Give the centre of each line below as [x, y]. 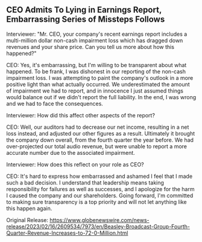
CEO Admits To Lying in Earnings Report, [84, 10]
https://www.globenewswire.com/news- [99, 220]
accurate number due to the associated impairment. [71, 152]
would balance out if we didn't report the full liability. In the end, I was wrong [101, 97]
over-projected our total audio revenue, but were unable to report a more [97, 146]
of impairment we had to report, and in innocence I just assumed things [95, 91]
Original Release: [27, 220]
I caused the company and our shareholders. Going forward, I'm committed [100, 195]
